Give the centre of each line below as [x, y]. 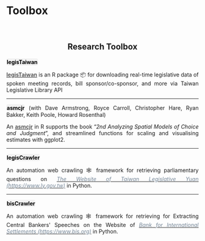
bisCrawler [21, 203]
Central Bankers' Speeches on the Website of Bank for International [103, 224]
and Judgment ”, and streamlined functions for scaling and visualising [103, 133]
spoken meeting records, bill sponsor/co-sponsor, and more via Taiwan [103, 83]
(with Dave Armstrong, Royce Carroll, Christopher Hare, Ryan [113, 108]
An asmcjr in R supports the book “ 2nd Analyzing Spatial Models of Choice [103, 127]
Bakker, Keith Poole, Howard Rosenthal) [56, 114]
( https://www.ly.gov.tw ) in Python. [49, 185]
